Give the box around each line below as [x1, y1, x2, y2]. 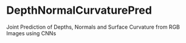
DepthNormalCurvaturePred [6, 4, 152, 17]
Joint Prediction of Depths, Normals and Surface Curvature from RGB [6, 23, 181, 30]
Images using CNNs [6, 29, 57, 36]
